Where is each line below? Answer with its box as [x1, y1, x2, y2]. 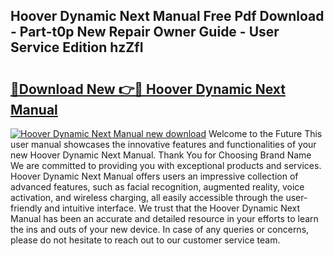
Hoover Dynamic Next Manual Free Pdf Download [10, 8, 325, 25]
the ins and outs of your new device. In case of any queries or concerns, [10, 224, 310, 235]
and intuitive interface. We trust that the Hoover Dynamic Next [44, 202, 301, 214]
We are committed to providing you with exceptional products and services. [10, 160, 322, 171]
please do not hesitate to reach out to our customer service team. [10, 234, 281, 246]
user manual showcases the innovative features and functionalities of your [10, 139, 317, 150]
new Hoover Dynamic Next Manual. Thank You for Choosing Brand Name [10, 149, 312, 161]
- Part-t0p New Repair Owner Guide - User [10, 24, 280, 41]
